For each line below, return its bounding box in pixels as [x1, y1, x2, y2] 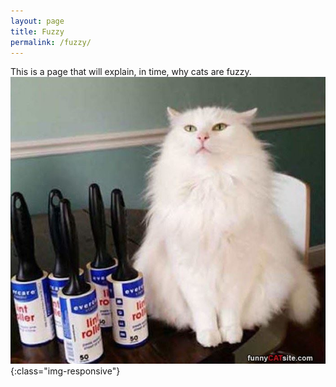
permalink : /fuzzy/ [10, 37, 92, 47]
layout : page [10, 16, 65, 26]
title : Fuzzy [10, 26, 65, 37]
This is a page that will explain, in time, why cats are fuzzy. [10, 66, 252, 78]
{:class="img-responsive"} [10, 365, 121, 377]
